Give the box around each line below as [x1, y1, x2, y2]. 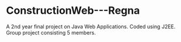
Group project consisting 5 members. [6, 29, 96, 36]
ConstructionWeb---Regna [6, 4, 140, 17]
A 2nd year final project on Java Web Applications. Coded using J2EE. [6, 23, 176, 30]
